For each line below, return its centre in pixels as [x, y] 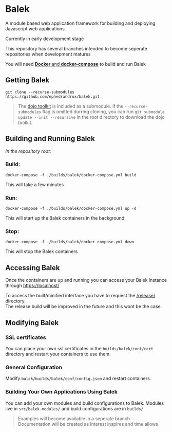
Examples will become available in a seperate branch [74, 418]
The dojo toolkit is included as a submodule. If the [71, 106]
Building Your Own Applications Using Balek [62, 392]
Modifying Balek [32, 323]
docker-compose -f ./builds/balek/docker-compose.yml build [71, 175]
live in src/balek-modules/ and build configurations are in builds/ [74, 408]
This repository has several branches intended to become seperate [76, 48]
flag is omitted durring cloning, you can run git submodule [104, 112]
